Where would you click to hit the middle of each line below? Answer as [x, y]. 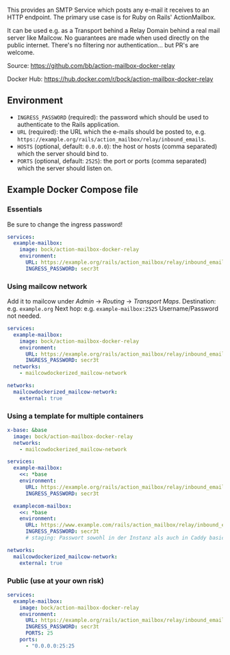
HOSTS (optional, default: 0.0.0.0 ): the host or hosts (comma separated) [117, 146]
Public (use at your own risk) [56, 581]
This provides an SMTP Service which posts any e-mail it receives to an [108, 10]
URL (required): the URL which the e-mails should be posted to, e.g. [111, 131]
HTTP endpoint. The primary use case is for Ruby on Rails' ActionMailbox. [112, 17]
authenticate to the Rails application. [68, 124]
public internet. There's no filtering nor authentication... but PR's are [103, 45]
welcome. [21, 52]
